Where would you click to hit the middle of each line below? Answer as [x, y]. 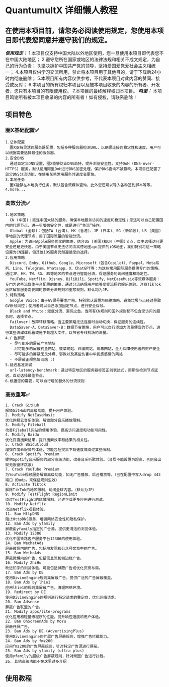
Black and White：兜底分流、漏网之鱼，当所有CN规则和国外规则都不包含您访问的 [83, 311]
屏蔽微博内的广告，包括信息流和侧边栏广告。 [45, 558]
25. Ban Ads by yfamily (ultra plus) [45, 651]
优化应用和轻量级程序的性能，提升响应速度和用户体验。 [54, 617]
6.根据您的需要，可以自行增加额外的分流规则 [45, 381]
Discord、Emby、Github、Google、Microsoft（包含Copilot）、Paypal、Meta [83, 263]
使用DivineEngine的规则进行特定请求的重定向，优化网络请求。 [62, 598]
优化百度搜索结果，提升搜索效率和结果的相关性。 [48, 440]
